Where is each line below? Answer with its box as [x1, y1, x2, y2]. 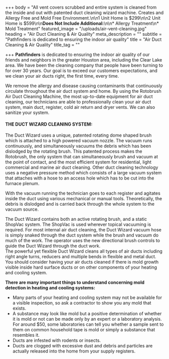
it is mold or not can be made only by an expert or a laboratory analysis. [12, 316, 162, 322]
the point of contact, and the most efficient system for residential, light [5, 159, 152, 165]
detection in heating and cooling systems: [5, 285, 95, 291]
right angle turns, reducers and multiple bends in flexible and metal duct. [5, 254, 156, 260]
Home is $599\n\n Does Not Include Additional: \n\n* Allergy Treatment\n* [5, 20, 159, 26]
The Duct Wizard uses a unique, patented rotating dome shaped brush [5, 132, 152, 138]
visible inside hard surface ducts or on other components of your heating [5, 264, 157, 270]
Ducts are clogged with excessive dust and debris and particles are [12, 343, 153, 349]
